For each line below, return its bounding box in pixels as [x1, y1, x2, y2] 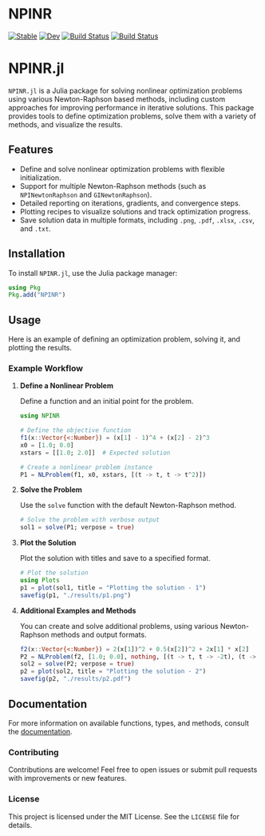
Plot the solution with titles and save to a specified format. [19, 554, 212, 563]
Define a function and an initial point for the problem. [19, 397, 194, 406]
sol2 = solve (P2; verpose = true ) [19, 660, 135, 668]
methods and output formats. [50, 630, 147, 639]
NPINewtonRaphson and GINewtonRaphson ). [19, 190, 152, 199]
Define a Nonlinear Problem [19, 381, 114, 390]
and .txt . [19, 223, 52, 233]
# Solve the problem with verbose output [19, 516, 160, 524]
